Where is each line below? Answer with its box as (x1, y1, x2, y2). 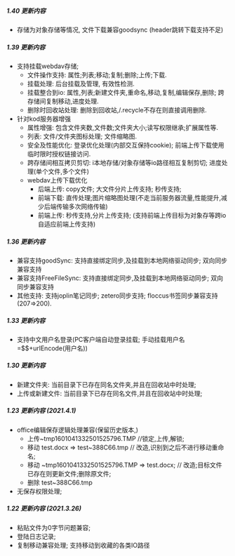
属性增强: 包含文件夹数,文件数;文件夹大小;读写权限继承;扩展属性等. (27, 123, 219, 131)
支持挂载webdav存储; (16, 62, 79, 70)
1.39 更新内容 (6, 43, 46, 51)
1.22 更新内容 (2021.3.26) (6, 504, 82, 512)
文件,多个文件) (48, 167, 89, 176)
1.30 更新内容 (6, 362, 46, 370)
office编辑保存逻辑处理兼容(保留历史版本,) (16, 425, 138, 434)
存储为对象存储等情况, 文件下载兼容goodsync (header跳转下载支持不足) (16, 25, 224, 34)
